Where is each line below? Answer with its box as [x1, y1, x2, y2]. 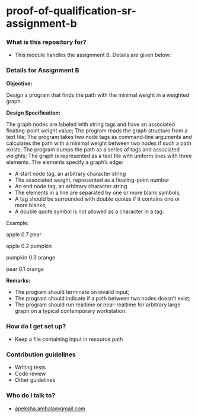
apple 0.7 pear [6, 230, 41, 238]
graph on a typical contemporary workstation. [14, 307, 127, 314]
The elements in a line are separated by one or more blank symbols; [14, 189, 181, 196]
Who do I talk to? [6, 391, 56, 400]
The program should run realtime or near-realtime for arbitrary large [14, 301, 181, 308]
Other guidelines [14, 376, 56, 384]
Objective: [6, 80, 33, 87]
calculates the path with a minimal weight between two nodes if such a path [6, 140, 191, 147]
